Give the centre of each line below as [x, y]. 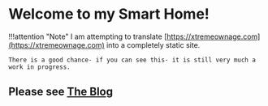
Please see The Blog [61, 92]
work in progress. [39, 67]
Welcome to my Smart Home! [109, 14]
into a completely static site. [153, 45]
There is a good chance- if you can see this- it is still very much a [132, 60]
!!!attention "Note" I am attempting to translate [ [88, 36]
